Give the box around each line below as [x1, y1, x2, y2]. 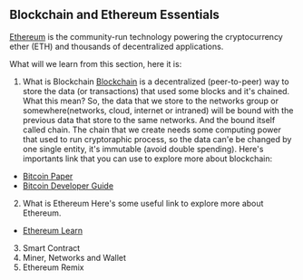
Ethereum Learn [22, 225, 83, 236]
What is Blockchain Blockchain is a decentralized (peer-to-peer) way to [22, 76, 289, 87]
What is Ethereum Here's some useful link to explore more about [22, 198, 264, 208]
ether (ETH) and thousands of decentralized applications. [9, 41, 224, 52]
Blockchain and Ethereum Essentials [9, 7, 220, 23]
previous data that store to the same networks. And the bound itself [22, 114, 276, 125]
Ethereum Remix [22, 262, 84, 273]
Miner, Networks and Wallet [22, 252, 127, 263]
